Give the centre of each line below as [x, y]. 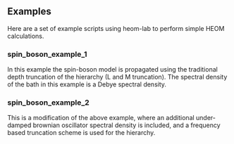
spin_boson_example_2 [48, 103]
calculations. [26, 36]
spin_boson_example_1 [47, 54]
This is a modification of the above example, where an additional [101, 118]
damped [19, 125]
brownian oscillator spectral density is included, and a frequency [127, 125]
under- [206, 118]
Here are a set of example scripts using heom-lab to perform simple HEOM [116, 28]
